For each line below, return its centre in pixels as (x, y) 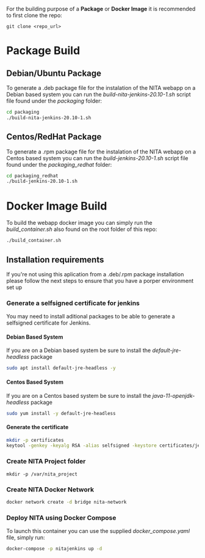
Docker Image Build (57, 206)
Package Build (43, 51)
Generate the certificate (38, 427)
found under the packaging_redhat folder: (59, 164)
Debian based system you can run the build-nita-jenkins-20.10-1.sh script (99, 94)
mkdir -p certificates (35, 440)
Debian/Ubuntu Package (54, 73)
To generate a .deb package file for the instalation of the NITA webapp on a (101, 88)
